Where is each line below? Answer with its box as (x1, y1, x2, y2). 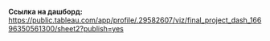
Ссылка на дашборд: (8, 7, 83, 16)
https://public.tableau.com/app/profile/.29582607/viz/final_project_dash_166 (8, 15, 262, 25)
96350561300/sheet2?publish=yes (8, 24, 125, 33)
